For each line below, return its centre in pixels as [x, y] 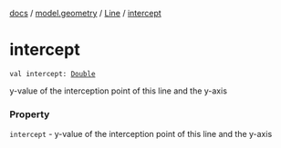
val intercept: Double [52, 74]
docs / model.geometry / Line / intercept [85, 13]
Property [30, 114]
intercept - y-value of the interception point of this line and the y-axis [141, 134]
